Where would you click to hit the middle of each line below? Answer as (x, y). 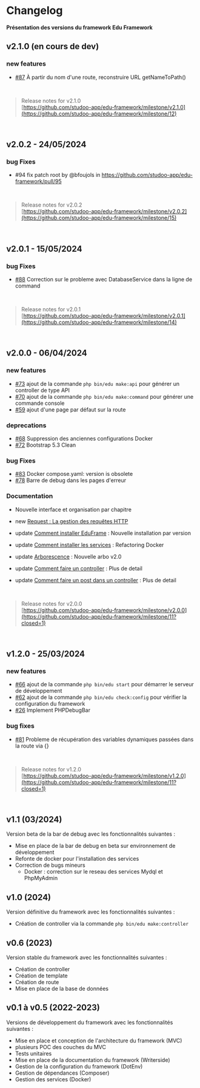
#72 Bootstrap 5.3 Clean (45, 445)
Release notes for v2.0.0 (52, 604)
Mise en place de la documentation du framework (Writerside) (93, 1060)
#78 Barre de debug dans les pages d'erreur (70, 480)
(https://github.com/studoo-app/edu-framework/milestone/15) (99, 218)
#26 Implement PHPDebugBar (53, 710)
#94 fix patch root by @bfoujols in (58, 175)
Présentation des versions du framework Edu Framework (79, 27)
